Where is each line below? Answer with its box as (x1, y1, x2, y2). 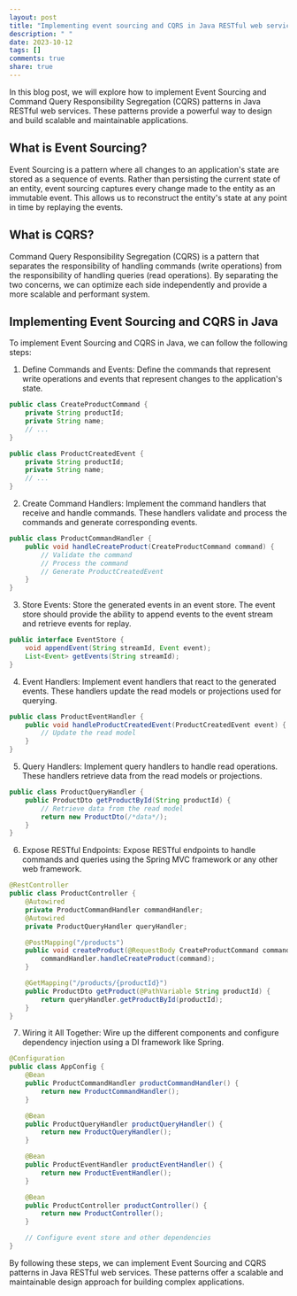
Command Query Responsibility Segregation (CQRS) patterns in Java (9, 96, 261, 106)
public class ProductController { (9, 889, 137, 898)
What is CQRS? (9, 228, 95, 243)
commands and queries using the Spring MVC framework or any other (21, 854, 278, 865)
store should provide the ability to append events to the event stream (21, 609, 274, 620)
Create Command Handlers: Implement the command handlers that (21, 498, 267, 509)
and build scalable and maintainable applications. (9, 114, 188, 125)
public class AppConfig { (9, 1062, 104, 1072)
